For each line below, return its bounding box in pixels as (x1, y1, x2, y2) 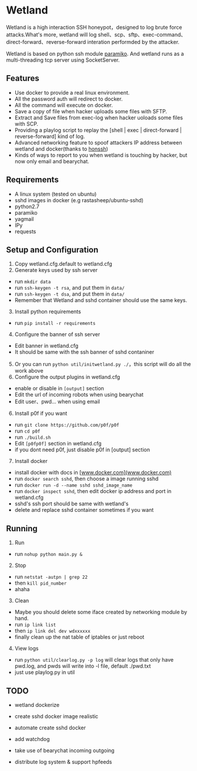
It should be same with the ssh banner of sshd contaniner (14, 348, 155, 356)
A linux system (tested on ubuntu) (14, 190, 97, 197)
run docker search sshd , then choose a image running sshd (14, 475, 159, 482)
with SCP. (14, 120, 39, 127)
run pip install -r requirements (14, 320, 96, 327)
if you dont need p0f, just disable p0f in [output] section (14, 446, 150, 453)
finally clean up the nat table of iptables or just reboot (14, 633, 145, 641)
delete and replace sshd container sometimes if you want (14, 507, 154, 514)
